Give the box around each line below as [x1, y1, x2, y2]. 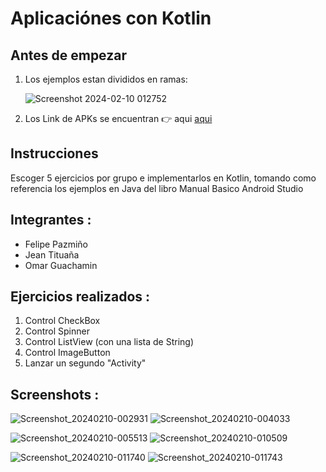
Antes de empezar [10, 47, 127, 64]
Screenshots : [10, 386, 100, 403]
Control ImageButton [24, 347, 111, 359]
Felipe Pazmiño [24, 238, 88, 250]
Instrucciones [10, 145, 99, 162]
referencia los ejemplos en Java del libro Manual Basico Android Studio [10, 182, 304, 194]
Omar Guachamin [24, 259, 98, 271]
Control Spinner [24, 325, 90, 337]
